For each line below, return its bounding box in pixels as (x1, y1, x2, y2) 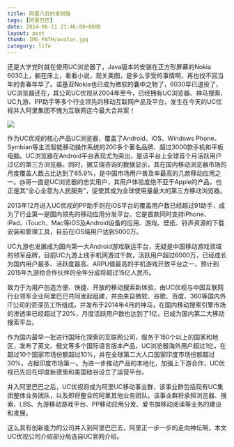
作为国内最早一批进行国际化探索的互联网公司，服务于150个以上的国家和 (7, 333, 212, 341)
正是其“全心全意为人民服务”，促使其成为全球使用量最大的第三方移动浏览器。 (7, 186, 226, 195)
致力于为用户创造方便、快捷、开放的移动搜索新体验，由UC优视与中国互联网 (7, 283, 224, 291)
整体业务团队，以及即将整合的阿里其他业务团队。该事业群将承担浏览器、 (13, 391, 221, 400)
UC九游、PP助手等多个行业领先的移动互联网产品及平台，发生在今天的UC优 (7, 98, 223, 105)
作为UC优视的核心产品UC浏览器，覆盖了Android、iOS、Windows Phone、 (7, 134, 221, 142)
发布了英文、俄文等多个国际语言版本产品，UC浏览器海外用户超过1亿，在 (19, 342, 226, 349)
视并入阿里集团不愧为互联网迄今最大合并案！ (7, 106, 136, 114)
